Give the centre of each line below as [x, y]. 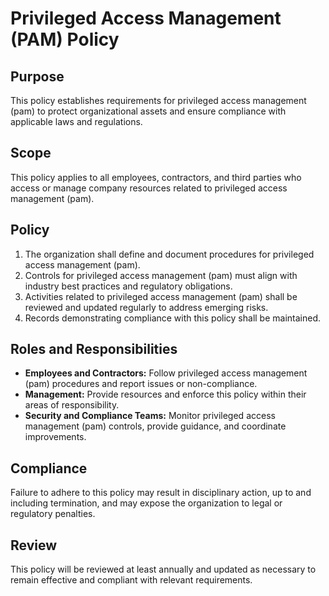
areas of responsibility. [72, 405]
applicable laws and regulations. [76, 121]
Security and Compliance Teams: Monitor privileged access [150, 416]
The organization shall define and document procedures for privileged [169, 254]
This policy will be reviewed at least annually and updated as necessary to [163, 569]
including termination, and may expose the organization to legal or [146, 503]
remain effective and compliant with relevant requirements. [131, 580]
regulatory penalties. [53, 514]
